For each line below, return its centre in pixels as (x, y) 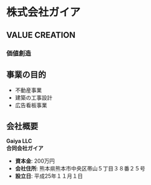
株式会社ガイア (43, 12)
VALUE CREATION (41, 35)
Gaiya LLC (19, 141)
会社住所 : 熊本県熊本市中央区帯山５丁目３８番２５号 (80, 169)
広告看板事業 (31, 105)
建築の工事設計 (34, 98)
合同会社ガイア (25, 148)
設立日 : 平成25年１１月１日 (49, 176)
